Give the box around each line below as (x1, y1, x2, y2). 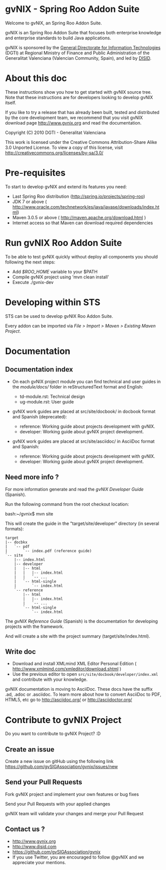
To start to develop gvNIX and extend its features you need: (5, 183, 127, 190)
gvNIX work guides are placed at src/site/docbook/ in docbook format (12, 408, 156, 414)
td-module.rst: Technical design (19, 393, 85, 399)
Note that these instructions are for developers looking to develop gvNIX (5, 94, 153, 100)
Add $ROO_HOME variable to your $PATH (12, 268, 98, 274)
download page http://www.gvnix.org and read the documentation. (5, 120, 142, 125)
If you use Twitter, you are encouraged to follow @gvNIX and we (12, 854, 145, 860)
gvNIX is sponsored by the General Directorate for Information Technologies (5, 44, 161, 50)
